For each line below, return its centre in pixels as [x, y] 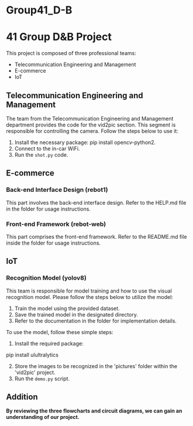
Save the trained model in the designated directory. [76, 314]
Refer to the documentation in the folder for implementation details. [96, 321]
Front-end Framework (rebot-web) [56, 224]
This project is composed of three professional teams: [71, 53]
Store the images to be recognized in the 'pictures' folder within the [96, 366]
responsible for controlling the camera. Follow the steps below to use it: [92, 131]
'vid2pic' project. [35, 372]
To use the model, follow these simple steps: [60, 332]
